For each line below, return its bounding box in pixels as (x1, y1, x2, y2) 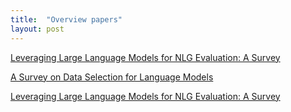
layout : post (10, 24, 65, 34)
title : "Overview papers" (10, 14, 123, 25)
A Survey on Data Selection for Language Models (10, 71, 214, 83)
